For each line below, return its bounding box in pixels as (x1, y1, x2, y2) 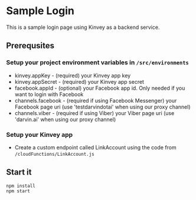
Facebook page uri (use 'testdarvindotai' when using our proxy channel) (14, 103, 191, 110)
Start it (6, 167, 32, 178)
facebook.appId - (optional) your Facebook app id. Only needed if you (14, 84, 185, 91)
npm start (6, 188, 31, 194)
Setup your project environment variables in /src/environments (6, 58, 189, 67)
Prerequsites (6, 41, 55, 51)
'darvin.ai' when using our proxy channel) (14, 116, 116, 123)
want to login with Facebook (14, 90, 84, 98)
